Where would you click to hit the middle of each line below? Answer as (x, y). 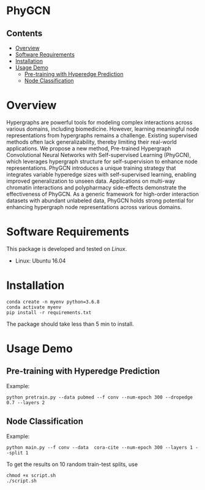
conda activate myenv (34, 307)
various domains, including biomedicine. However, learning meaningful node (103, 129)
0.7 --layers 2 (26, 402)
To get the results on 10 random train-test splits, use (72, 464)
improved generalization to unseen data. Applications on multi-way (91, 181)
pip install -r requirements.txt (49, 312)
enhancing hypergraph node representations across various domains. (94, 207)
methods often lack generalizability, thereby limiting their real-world (92, 142)
